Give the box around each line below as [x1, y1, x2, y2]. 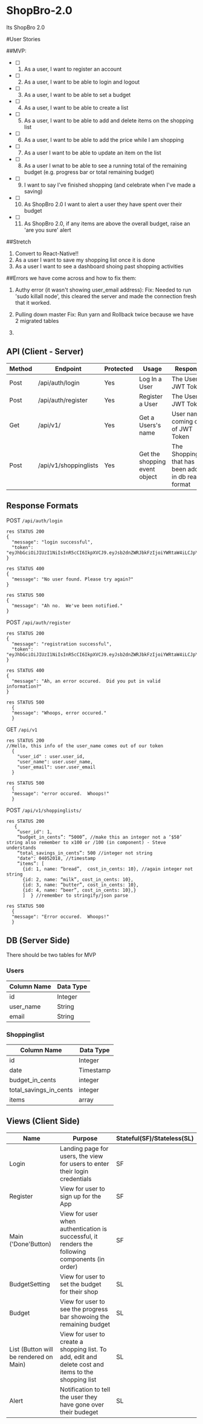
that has [172, 457, 195, 465]
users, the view [60, 1152, 103, 1160]
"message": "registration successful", [11, 640, 112, 647]
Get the [138, 450, 160, 458]
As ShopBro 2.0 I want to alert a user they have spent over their [24, 201, 182, 208]
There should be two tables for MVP [6, 951, 97, 959]
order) [60, 1262, 78, 1271]
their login [60, 1167, 89, 1176]
